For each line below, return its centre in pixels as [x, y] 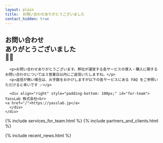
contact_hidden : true [27, 19]
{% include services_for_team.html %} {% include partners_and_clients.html [82, 121]
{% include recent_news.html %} [38, 136]
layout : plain [20, 10]
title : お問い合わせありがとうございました [45, 14]
